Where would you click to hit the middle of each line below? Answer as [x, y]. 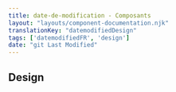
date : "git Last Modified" [53, 45]
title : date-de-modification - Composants [80, 15]
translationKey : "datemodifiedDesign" [72, 30]
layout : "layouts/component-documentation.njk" [89, 23]
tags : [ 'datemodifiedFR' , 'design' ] [69, 38]
